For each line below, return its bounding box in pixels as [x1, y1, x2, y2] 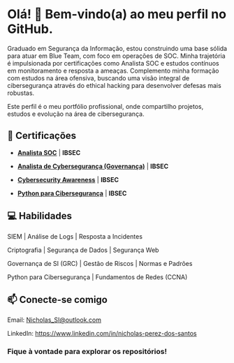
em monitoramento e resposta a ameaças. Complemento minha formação [7, 66, 219, 75]
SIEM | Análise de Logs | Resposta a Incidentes [7, 232, 143, 240]
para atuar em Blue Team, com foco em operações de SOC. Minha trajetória [7, 52, 226, 60]
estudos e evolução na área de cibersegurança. [7, 110, 145, 118]
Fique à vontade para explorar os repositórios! [7, 347, 168, 357]
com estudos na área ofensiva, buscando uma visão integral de [7, 73, 190, 82]
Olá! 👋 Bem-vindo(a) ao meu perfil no [7, 6, 227, 22]
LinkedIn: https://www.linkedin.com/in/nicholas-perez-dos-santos [7, 329, 197, 338]
